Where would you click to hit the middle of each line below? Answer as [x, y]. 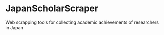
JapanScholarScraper [52, 9]
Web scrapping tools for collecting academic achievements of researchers [82, 22]
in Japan [14, 27]
